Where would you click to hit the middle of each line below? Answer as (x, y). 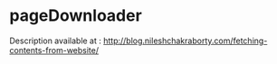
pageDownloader (76, 16)
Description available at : (56, 41)
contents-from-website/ (54, 50)
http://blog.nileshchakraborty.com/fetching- (185, 41)
